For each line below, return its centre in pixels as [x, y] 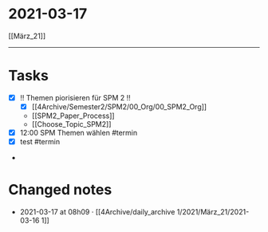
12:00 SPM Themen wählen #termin [79, 133]
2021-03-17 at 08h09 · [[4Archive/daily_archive [97, 212]
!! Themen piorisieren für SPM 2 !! [75, 97]
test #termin [40, 142]
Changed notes [60, 190]
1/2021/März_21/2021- [213, 212]
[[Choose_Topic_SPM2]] [71, 124]
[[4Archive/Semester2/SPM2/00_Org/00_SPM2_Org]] [119, 106]
